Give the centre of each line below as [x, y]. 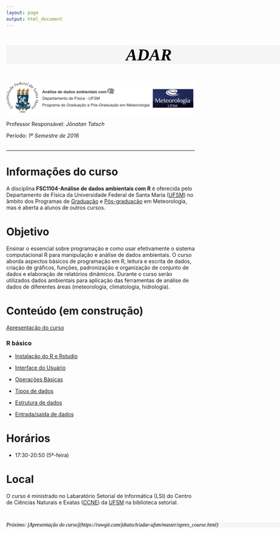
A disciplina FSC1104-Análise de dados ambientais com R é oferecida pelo [99, 188]
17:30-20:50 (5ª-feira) [42, 455]
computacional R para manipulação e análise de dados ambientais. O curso [99, 254]
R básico [19, 343]
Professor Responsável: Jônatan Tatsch [55, 124]
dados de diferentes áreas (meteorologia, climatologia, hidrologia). [88, 286]
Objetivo [28, 232]
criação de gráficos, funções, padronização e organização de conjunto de [98, 268]
